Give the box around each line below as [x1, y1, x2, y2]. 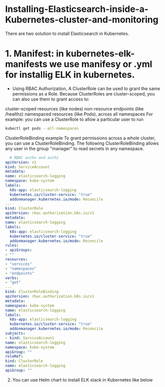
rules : [5, 243, 19, 248]
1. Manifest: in [5, 48, 64, 59]
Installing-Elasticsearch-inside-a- [5, 3, 149, 15]
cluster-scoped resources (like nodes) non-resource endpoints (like [5, 105, 144, 111]
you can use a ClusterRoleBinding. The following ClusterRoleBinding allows [5, 140, 159, 146]
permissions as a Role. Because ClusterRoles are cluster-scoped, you [12, 91, 155, 97]
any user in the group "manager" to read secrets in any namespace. [5, 145, 144, 151]
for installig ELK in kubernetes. [5, 69, 135, 81]
